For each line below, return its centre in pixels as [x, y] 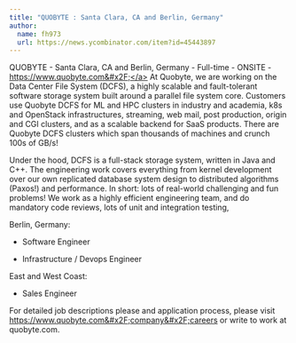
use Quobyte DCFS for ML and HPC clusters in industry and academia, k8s [146, 105]
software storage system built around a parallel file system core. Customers [148, 96]
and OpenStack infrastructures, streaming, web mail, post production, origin [148, 115]
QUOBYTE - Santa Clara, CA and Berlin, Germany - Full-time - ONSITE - [140, 68]
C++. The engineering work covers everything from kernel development [140, 170]
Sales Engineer [50, 293]
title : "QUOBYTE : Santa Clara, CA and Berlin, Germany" [117, 17]
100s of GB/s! [34, 143]
